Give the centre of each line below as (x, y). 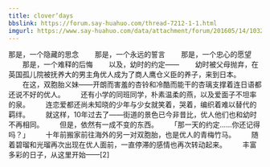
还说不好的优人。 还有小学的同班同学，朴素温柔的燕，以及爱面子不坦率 (133, 95)
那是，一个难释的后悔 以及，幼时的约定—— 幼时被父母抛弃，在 (140, 64)
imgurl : (21, 31)
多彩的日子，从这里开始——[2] (59, 155)
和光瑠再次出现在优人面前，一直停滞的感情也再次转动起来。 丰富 (143, 145)
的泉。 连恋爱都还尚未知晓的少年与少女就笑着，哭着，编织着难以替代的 (133, 104)
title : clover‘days (41, 16)
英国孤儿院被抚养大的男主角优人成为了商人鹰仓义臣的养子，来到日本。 (125, 75)
